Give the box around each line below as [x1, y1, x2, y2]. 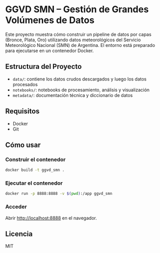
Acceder [5, 203, 27, 210]
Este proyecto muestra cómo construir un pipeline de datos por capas [5, 31, 151, 37]
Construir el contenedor [5, 156, 66, 163]
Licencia [5, 230, 33, 238]
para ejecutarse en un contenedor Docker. [5, 47, 94, 54]
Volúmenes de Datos [5, 14, 95, 26]
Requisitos [5, 107, 40, 116]
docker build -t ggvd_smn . [5, 167, 65, 173]
